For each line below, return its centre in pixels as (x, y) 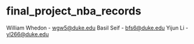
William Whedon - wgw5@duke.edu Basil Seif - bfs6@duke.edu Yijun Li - (97, 28)
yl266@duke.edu (28, 34)
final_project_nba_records (74, 11)
